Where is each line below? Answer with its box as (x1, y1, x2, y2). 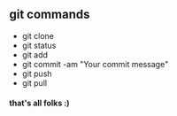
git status (21, 40, 57, 50)
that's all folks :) (9, 97, 70, 109)
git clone (21, 30, 55, 41)
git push (21, 68, 52, 79)
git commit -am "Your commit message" (21, 58, 169, 69)
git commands (9, 7, 90, 22)
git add (21, 49, 49, 60)
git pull (21, 77, 47, 88)
